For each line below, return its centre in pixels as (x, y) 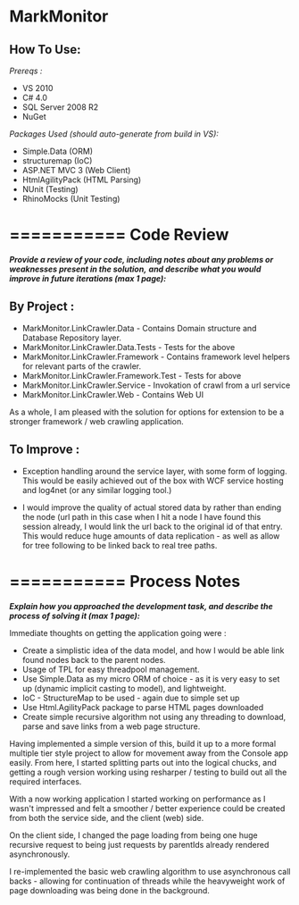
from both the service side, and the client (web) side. (107, 817)
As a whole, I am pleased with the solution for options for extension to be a (147, 412)
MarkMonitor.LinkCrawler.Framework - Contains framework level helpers (156, 356)
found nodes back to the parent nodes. (94, 659)
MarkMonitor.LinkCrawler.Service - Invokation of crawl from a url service (156, 385)
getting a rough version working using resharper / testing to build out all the (148, 772)
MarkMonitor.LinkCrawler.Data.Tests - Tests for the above (129, 347)
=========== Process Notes (125, 581)
